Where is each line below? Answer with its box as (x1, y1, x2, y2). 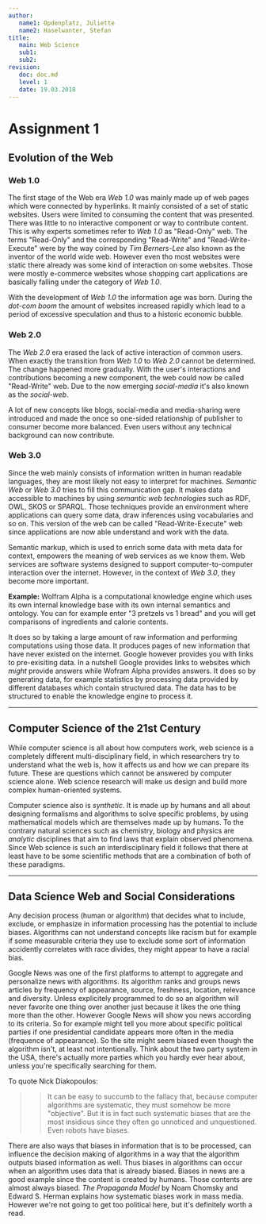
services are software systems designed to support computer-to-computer (8, 559, 253, 568)
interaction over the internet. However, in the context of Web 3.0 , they (8, 568, 236, 577)
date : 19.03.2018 (18, 85, 77, 94)
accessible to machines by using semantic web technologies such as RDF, (8, 493, 251, 502)
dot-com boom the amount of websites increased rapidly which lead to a (8, 301, 245, 310)
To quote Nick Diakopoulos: (8, 1076, 99, 1086)
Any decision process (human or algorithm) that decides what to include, (8, 910, 246, 921)
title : (8, 33, 30, 42)
